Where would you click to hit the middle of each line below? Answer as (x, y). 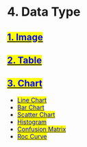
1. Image (25, 37)
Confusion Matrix (41, 129)
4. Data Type (44, 12)
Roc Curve (32, 136)
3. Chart (25, 84)
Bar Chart (30, 107)
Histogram (32, 122)
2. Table (25, 60)
